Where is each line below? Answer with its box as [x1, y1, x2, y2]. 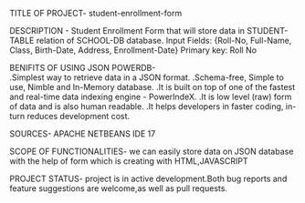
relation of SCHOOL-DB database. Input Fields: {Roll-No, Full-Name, [36, 36, 292, 46]
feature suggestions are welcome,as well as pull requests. [9, 183, 228, 194]
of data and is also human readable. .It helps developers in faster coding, [9, 101, 284, 112]
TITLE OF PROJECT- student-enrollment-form [9, 8, 183, 18]
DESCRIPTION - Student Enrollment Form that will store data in [9, 25, 245, 36]
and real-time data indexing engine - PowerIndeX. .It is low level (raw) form [9, 91, 292, 102]
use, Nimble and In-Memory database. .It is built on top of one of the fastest [9, 82, 296, 92]
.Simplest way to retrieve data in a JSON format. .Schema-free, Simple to [9, 72, 285, 83]
